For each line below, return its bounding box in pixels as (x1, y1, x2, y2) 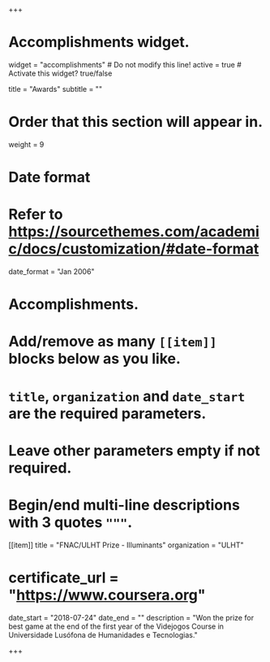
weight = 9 (8, 139, 45, 149)
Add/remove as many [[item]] (8, 333, 217, 351)
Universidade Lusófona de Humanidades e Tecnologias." (8, 629, 199, 639)
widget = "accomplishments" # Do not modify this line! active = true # (8, 59, 242, 69)
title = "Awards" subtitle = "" (8, 84, 103, 94)
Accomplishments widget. (8, 33, 190, 51)
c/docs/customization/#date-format (8, 240, 259, 259)
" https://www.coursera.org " (8, 586, 206, 604)
